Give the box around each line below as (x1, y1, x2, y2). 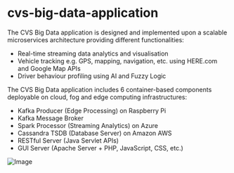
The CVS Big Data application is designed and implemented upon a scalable (7, 28, 228, 37)
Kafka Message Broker (17, 114, 84, 122)
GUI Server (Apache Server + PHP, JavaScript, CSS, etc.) (17, 143, 184, 152)
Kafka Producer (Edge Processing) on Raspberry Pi (17, 106, 167, 115)
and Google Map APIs (17, 64, 81, 72)
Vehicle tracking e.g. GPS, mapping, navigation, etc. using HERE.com (17, 56, 218, 65)
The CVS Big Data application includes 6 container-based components (7, 85, 212, 94)
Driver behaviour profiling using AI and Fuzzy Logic (17, 72, 167, 80)
